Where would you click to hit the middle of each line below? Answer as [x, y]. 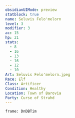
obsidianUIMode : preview [31, 10]
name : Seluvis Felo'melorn [33, 19]
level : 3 [14, 24]
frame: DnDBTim [21, 112]
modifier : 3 [17, 28]
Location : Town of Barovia [33, 93]
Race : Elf [15, 79]
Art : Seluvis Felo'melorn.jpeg [38, 75]
